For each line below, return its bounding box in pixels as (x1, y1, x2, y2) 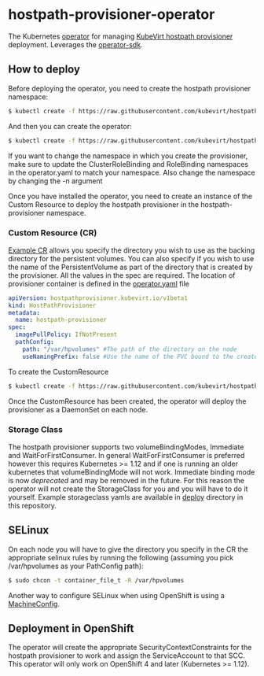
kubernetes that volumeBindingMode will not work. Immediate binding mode (8, 467, 255, 477)
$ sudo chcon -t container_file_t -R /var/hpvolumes (8, 576, 185, 584)
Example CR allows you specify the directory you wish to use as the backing (8, 246, 255, 255)
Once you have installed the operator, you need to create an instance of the (8, 191, 253, 201)
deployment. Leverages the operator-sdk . (8, 39, 143, 49)
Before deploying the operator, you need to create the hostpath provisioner (8, 83, 251, 93)
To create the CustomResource (8, 367, 109, 376)
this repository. (8, 501, 57, 510)
